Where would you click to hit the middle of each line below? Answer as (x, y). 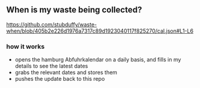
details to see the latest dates (52, 66)
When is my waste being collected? (74, 10)
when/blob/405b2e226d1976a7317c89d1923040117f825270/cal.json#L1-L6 (100, 31)
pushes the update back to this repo (60, 79)
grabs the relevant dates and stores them (66, 72)
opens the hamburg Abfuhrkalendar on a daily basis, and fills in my (98, 60)
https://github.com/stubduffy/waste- (52, 24)
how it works (26, 46)
